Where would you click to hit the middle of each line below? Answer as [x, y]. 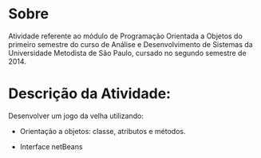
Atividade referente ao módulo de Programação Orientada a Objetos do [126, 36]
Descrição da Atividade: [90, 94]
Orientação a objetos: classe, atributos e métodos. [103, 131]
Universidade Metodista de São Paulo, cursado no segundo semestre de [127, 53]
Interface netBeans [51, 146]
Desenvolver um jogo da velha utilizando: [76, 116]
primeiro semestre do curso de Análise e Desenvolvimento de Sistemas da [130, 44]
